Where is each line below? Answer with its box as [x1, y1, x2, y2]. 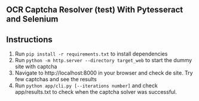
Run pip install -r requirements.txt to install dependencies [14, 50, 168, 57]
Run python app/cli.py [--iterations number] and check [14, 82, 158, 89]
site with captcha [14, 63, 57, 71]
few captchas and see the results [14, 76, 97, 83]
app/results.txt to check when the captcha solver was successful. [14, 88, 177, 96]
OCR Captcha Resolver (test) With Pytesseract [6, 5, 183, 15]
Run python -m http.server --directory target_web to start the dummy [14, 57, 192, 64]
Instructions [6, 34, 53, 44]
